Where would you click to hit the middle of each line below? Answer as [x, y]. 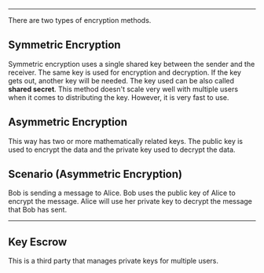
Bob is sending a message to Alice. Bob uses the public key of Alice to [122, 193]
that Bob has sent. [38, 210]
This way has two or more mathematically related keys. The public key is [126, 141]
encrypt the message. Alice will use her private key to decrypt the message [130, 201]
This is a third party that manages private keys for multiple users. [113, 261]
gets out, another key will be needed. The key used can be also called [121, 80]
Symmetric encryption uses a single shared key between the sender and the [132, 64]
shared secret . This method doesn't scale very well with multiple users [123, 89]
